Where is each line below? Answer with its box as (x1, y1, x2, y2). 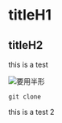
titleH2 (8, 38, 43, 52)
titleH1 (8, 6, 52, 24)
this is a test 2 (8, 108, 55, 116)
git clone (8, 93, 42, 101)
